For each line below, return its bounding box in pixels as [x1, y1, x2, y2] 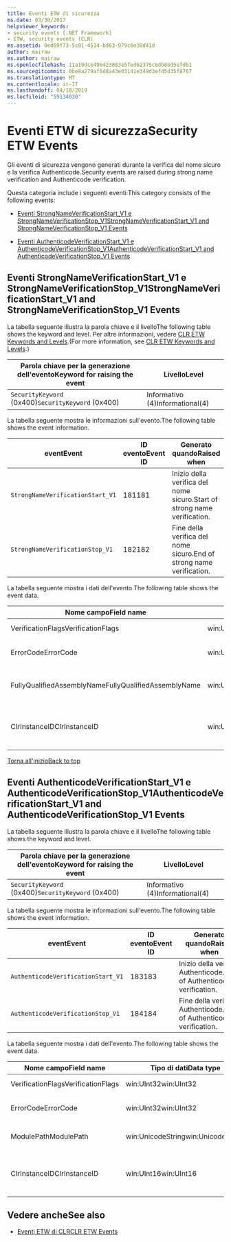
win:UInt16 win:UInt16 [126, 1168, 197, 1178]
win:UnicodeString [126, 1132, 186, 1141]
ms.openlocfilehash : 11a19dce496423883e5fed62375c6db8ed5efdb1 [7, 61, 192, 68]
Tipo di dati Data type [150, 1063, 221, 1072]
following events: [7, 196, 56, 204]
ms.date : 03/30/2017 [7, 17, 67, 23]
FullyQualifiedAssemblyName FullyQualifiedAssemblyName [10, 680, 201, 690]
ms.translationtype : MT [7, 74, 76, 81]
